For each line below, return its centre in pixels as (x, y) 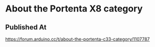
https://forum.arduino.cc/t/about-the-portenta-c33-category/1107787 (78, 39)
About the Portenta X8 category (74, 9)
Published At (26, 27)
